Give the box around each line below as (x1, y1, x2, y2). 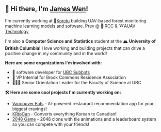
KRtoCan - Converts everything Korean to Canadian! (12, 111, 117, 117)
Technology (5, 28, 29, 34)
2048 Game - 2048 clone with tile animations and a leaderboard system (12, 116, 156, 122)
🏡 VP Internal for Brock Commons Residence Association (12, 74, 126, 80)
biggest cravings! (12, 106, 47, 112)
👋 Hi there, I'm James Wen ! (5, 5, 88, 13)
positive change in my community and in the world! (5, 50, 107, 56)
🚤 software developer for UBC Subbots (12, 69, 90, 75)
